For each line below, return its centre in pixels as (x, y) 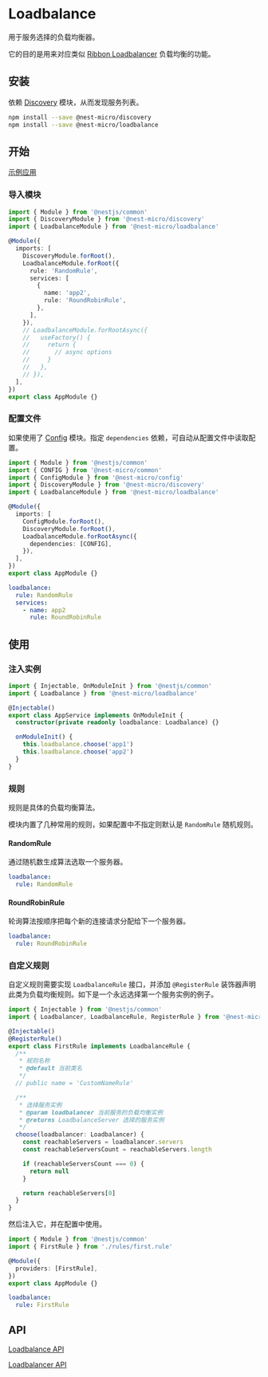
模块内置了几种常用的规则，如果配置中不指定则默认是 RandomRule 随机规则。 (133, 824)
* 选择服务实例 (40, 1105)
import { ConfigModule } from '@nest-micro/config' (96, 478)
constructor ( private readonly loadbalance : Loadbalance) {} (117, 722)
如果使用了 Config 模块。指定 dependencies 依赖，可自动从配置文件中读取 (128, 437)
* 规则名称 (34, 1061)
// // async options (67, 352)
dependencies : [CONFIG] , (71, 544)
